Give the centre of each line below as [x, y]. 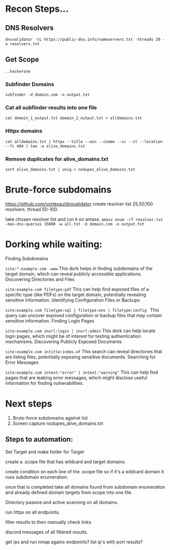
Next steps [29, 404]
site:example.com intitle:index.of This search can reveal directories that [84, 351]
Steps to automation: [39, 439]
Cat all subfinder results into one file [51, 108]
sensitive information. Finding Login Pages [50, 320]
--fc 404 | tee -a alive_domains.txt [45, 146]
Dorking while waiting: [54, 245]
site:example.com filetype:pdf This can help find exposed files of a [77, 289]
